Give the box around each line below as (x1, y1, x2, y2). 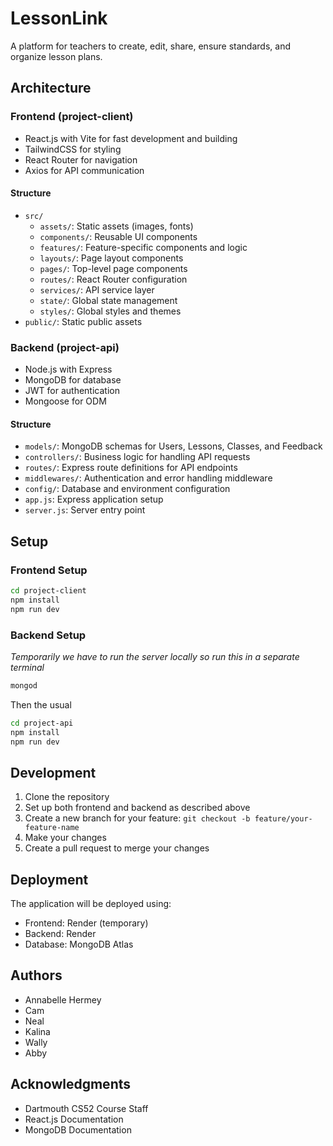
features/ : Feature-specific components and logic (39, 241, 248, 253)
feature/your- (254, 814, 313, 824)
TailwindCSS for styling (24, 143, 122, 155)
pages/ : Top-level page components (39, 262, 188, 274)
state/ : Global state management (39, 294, 178, 306)
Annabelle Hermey (24, 993, 102, 1006)
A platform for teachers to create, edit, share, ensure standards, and (10, 40, 291, 52)
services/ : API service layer (39, 283, 155, 296)
